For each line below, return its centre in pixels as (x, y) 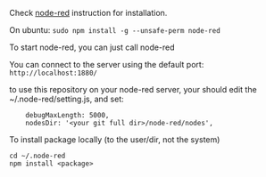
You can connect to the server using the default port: (107, 64)
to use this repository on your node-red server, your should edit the (133, 89)
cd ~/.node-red (37, 156)
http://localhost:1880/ (54, 73)
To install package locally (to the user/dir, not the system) (115, 140)
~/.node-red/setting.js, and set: (66, 99)
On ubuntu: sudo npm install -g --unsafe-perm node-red (115, 30)
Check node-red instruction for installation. (88, 13)
